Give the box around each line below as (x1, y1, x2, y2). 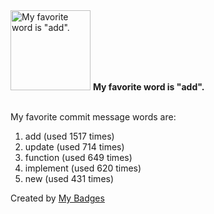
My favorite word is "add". (92, 81, 205, 93)
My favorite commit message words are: (10, 111, 177, 123)
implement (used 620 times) (24, 162, 142, 174)
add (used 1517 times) (24, 130, 115, 142)
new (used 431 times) (24, 173, 115, 184)
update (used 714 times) (24, 141, 125, 153)
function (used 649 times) (24, 152, 133, 163)
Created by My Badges (10, 192, 105, 204)
